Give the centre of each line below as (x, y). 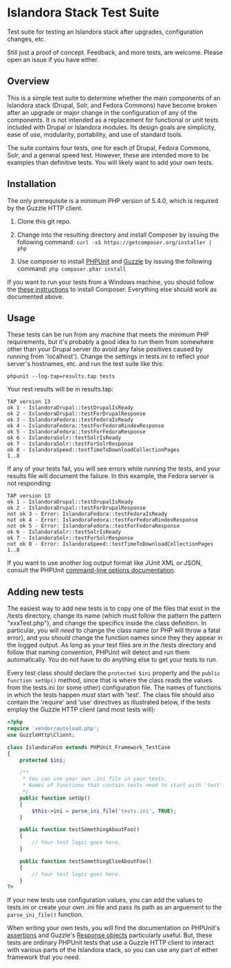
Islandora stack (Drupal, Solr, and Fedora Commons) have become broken (112, 105)
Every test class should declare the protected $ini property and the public (114, 673)
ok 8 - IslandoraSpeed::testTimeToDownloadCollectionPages (93, 450)
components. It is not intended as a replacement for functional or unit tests (113, 120)
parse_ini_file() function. (45, 915)
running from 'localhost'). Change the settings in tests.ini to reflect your (108, 356)
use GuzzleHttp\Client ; (41, 735)
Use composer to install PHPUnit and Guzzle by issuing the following (114, 261)
